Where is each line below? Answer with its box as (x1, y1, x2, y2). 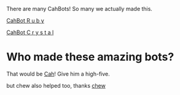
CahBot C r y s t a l (6, 29, 54, 36)
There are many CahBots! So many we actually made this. (6, 5, 152, 12)
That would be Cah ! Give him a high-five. (6, 70, 111, 77)
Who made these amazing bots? (6, 50, 174, 64)
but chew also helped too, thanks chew (6, 82, 106, 89)
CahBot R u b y (6, 17, 44, 24)
